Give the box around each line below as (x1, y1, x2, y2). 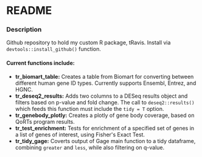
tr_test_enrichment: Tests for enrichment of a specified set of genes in (15, 124, 195, 132)
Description (6, 25, 42, 34)
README (6, 4, 52, 18)
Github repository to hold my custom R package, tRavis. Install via (6, 39, 171, 46)
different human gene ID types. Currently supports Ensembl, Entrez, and (15, 79, 197, 87)
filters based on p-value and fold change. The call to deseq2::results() (15, 98, 195, 106)
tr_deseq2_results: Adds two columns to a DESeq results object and (15, 92, 188, 99)
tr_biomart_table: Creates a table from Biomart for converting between (15, 73, 194, 80)
